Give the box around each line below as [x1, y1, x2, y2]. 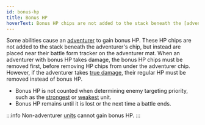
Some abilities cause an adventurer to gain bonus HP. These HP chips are [6, 37, 192, 44]
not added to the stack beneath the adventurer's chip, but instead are [6, 43, 181, 50]
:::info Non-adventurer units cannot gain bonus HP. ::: [6, 112, 141, 119]
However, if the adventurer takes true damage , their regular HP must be [6, 69, 186, 76]
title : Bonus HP [6, 15, 48, 21]
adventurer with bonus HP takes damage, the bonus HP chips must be [6, 56, 183, 64]
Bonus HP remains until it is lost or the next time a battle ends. [15, 100, 171, 107]
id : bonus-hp [6, 8, 40, 15]
